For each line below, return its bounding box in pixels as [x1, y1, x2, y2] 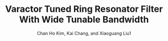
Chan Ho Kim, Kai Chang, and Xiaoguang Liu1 [37, 30, 131, 36]
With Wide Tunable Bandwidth [19, 14, 149, 25]
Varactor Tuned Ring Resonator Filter [5, 3, 163, 15]
